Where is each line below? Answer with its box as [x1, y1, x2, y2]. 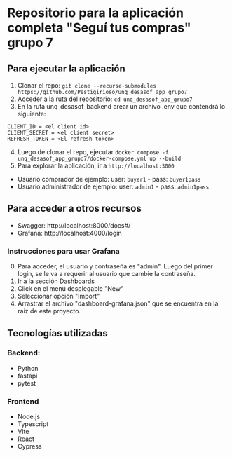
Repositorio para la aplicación [7, 5, 184, 21]
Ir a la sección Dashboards [17, 277, 95, 285]
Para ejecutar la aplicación [7, 62, 126, 74]
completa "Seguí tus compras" [7, 20, 191, 36]
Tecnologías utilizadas [7, 327, 108, 339]
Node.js [17, 412, 41, 421]
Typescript [17, 420, 49, 428]
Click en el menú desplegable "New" [17, 285, 124, 293]
